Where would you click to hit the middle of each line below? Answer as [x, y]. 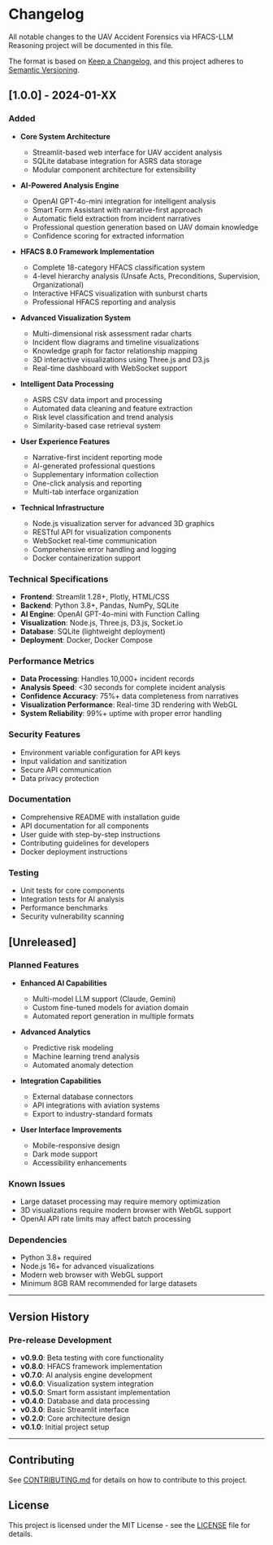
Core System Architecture [65, 136]
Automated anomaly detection [83, 1064]
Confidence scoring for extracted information [108, 235]
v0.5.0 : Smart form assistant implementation [95, 1393]
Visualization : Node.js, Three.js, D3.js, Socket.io [102, 622]
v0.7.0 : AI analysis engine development [86, 1375]
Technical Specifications [58, 579]
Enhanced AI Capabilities [63, 983]
